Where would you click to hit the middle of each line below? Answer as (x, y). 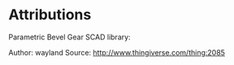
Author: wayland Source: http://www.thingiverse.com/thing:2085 (117, 52)
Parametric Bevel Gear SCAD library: (70, 37)
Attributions (50, 15)
